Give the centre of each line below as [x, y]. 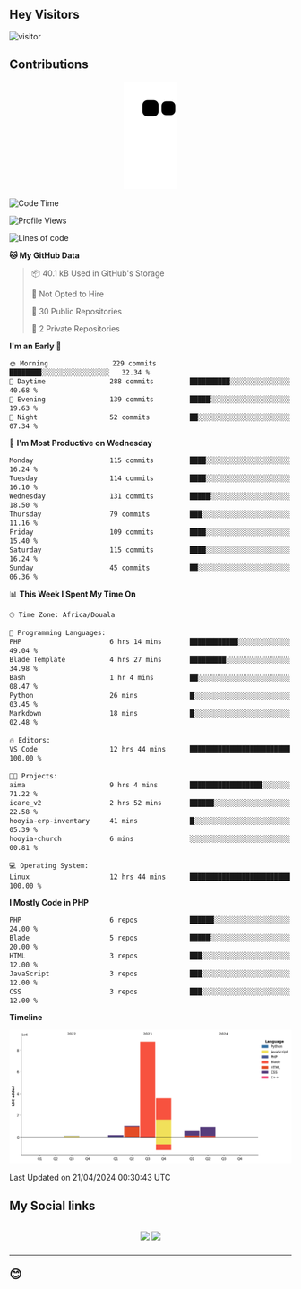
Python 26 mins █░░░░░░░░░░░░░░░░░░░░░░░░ [150, 695]
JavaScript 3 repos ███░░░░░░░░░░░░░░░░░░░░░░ [150, 974]
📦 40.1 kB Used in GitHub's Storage [98, 273]
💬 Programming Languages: [57, 632]
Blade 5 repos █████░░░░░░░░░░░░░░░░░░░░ [150, 938]
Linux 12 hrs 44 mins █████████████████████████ [150, 877]
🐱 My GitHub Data [45, 255]
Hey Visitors [44, 15]
